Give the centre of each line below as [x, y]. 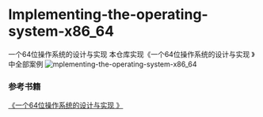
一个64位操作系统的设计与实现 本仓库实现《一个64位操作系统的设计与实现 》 [131, 54]
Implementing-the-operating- [108, 15]
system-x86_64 [61, 31]
